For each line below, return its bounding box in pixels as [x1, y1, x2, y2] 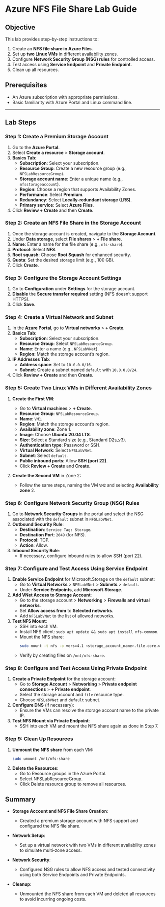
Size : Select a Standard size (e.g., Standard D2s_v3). [19, 437, 127, 443]
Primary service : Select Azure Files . [19, 202, 94, 208]
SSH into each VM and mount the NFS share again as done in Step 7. [19, 723, 159, 729]
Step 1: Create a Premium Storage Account [5, 133, 109, 140]
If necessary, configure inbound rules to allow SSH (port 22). [19, 553, 143, 559]
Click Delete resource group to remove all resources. [19, 781, 127, 787]
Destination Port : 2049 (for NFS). [19, 531, 86, 537]
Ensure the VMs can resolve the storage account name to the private [19, 707, 159, 714]
